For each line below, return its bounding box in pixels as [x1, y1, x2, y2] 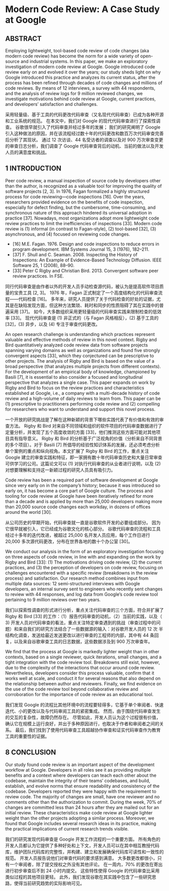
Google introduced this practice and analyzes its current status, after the [5, 75, 156, 80]
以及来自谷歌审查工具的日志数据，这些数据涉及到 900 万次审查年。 [14, 638, 153, 644]
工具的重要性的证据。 [5, 733, 49, 739]
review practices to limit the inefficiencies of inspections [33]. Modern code [5, 220, 162, 226]
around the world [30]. [5, 509, 52, 515]
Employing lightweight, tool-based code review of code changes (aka [5, 48, 149, 53]
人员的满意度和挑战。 [5, 150, 49, 155]
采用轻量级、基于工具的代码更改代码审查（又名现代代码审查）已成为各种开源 [5, 112, 164, 117]
